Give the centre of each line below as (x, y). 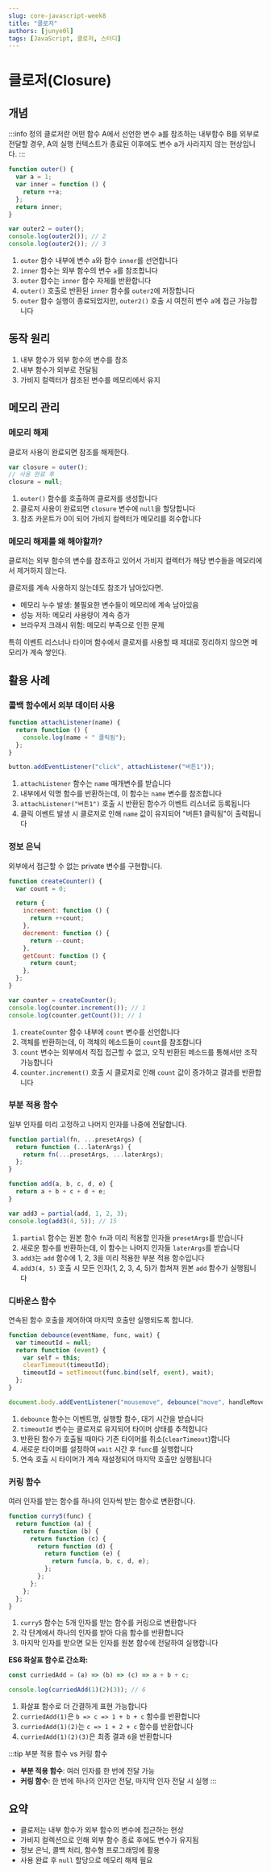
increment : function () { (67, 911)
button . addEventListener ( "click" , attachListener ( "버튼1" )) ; (112, 767)
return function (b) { (61, 1531)
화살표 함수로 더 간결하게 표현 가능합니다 (83, 1707)
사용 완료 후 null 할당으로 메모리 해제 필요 (86, 1860)
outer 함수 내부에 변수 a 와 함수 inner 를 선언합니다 (99, 260)
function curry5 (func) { (50, 1517)
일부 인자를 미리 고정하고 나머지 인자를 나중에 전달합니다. (98, 1124)
